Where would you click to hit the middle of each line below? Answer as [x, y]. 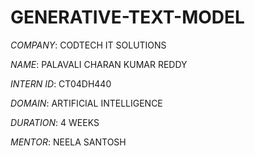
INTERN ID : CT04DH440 [61, 83]
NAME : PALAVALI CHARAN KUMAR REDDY [99, 64]
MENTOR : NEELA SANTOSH [68, 142]
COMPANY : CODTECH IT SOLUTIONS [88, 45]
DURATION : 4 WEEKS [55, 122]
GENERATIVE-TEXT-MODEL [127, 17]
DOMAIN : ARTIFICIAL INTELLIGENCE [86, 103]
